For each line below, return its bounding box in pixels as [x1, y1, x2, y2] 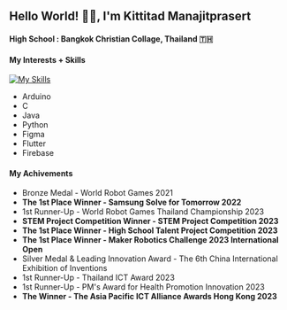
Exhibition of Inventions [21, 263, 108, 274]
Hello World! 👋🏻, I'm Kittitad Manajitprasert [9, 9, 252, 24]
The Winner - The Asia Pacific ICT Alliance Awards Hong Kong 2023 [21, 291, 278, 302]
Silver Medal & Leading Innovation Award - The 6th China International [21, 253, 278, 264]
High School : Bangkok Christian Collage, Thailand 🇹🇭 [9, 33, 214, 44]
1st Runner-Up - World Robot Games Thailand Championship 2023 [21, 206, 265, 217]
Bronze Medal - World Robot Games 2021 [21, 188, 174, 198]
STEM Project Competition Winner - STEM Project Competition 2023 [21, 216, 279, 227]
